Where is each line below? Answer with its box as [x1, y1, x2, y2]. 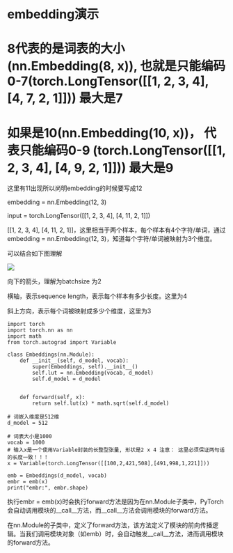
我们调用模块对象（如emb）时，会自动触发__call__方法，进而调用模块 [25, 530, 224, 538]
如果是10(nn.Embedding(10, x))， [7, 125, 202, 141]
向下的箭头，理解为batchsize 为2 [7, 277, 102, 286]
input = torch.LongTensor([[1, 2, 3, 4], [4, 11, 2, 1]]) [7, 212, 151, 220]
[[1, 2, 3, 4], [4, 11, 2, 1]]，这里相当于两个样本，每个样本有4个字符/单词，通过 [7, 226, 226, 234]
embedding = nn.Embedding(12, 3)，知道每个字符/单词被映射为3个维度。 [7, 235, 216, 243]
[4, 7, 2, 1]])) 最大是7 [7, 91, 123, 107]
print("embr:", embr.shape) [7, 485, 89, 492]
